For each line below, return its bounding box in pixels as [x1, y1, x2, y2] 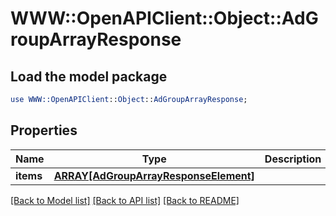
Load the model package [10, 68, 168, 85]
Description [264, 152, 322, 166]
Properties [10, 122, 78, 139]
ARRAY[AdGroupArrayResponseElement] [53, 168, 255, 182]
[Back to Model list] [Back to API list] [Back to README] [10, 194, 240, 206]
